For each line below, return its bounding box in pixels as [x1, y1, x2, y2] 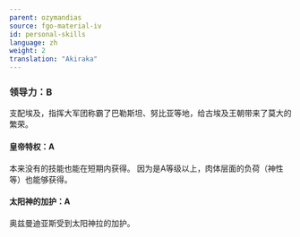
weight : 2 [9, 47, 47, 55]
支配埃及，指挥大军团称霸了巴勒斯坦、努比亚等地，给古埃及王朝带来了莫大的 [9, 108, 292, 119]
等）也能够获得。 [9, 174, 73, 184]
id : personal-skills [9, 30, 87, 38]
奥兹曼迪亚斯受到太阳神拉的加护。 [9, 217, 135, 228]
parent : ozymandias [9, 13, 82, 22]
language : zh [9, 38, 58, 47]
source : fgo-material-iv [9, 21, 102, 30]
